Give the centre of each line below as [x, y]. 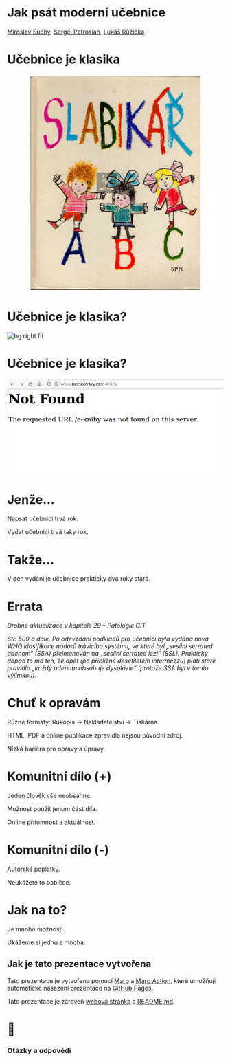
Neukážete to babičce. [39, 883]
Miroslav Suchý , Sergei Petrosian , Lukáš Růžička [76, 32]
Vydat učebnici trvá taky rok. [48, 532]
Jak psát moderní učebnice [87, 13]
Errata [25, 607]
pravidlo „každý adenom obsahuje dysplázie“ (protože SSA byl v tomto [108, 668]
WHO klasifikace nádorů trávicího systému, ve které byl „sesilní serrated [110, 646]
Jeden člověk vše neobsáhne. [49, 796]
